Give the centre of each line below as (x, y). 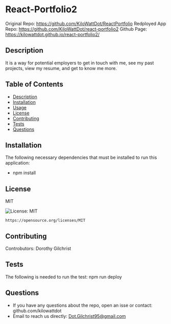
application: (18, 163)
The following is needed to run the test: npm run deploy (64, 276)
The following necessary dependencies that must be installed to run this (81, 157)
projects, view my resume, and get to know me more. (61, 68)
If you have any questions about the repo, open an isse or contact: (82, 305)
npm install (24, 173)
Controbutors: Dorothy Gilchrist (38, 248)
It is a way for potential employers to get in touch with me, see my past (80, 63)
